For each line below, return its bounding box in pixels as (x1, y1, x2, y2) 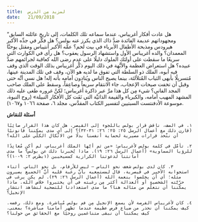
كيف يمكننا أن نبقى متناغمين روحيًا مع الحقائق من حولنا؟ (7, 210, 150, 216)
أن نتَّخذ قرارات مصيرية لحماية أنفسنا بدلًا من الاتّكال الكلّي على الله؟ (7, 132, 179, 139)
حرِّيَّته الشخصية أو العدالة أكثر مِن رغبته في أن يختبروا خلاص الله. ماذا (7, 179, 184, 185)
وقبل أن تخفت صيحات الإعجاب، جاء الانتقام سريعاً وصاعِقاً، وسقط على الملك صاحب (7, 80, 190, 87)
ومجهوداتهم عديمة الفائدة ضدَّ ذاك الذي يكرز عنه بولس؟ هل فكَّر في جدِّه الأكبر (7, 37, 176, 44)
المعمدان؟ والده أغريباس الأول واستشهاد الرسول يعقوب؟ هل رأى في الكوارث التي (7, 49, 187, 56)
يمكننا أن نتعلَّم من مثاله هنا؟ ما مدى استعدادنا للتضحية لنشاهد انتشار (7, 184, 187, 190)
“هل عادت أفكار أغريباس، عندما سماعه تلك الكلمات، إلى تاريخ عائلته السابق (7, 30, 172, 37)
